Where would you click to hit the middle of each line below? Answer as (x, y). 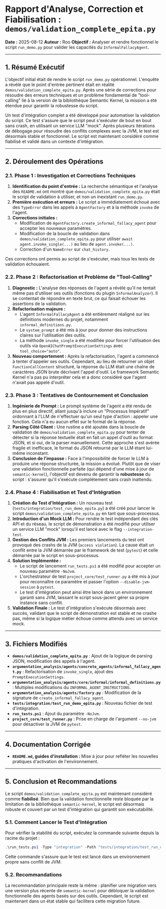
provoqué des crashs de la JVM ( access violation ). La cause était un (83, 545)
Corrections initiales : (35, 218)
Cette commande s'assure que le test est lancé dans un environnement (78, 857)
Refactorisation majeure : (39, 309)
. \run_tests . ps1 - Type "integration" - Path (51, 847)
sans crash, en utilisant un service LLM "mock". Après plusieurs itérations (80, 126)
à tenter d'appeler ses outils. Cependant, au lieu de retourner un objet (83, 361)
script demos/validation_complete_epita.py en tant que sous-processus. (86, 514)
